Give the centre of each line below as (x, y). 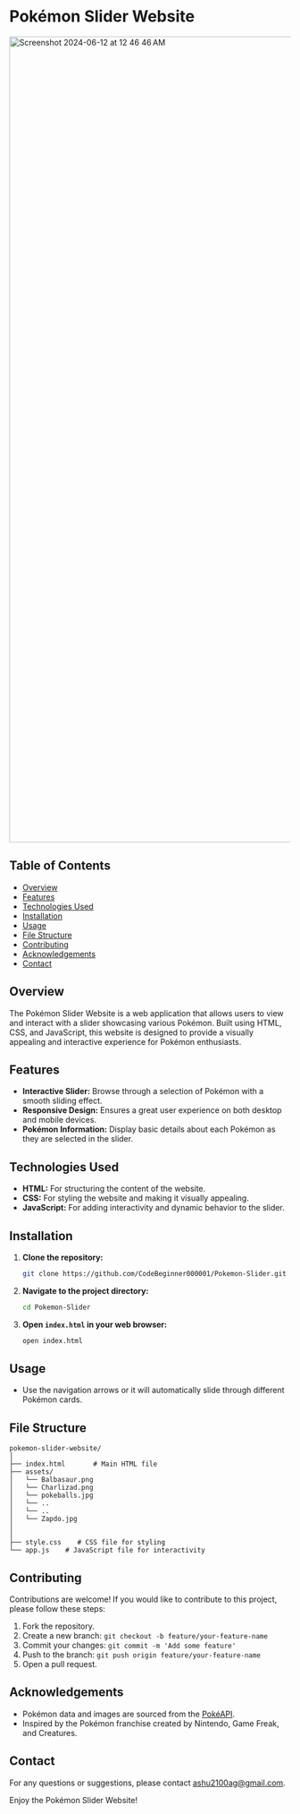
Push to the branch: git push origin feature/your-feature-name (142, 1655)
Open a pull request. (60, 1664)
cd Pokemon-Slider (56, 1307)
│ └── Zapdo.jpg (43, 1519)
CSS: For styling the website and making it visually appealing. (136, 1198)
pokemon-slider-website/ (55, 1449)
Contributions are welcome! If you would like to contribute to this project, (143, 1599)
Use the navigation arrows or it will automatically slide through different (153, 1390)
